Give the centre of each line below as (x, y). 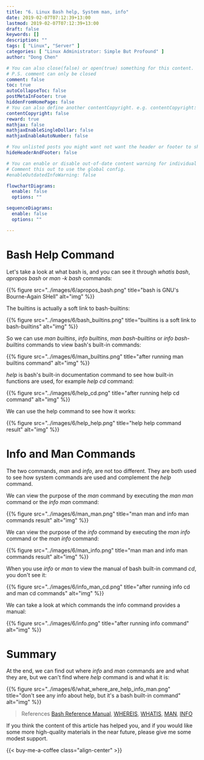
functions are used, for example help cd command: (70, 381)
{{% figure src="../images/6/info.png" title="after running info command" (98, 623)
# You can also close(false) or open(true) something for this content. (100, 68)
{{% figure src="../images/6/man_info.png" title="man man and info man (97, 550)
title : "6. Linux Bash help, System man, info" (68, 12)
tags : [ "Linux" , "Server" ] (43, 46)
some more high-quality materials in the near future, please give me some (99, 732)
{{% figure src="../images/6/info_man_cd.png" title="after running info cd (98, 587)
